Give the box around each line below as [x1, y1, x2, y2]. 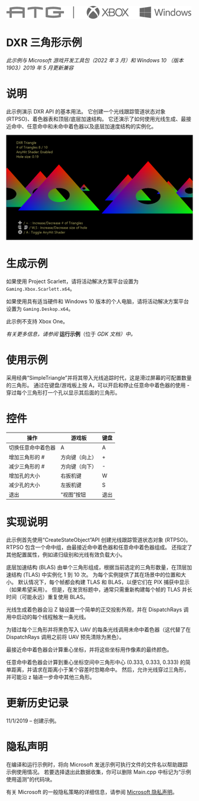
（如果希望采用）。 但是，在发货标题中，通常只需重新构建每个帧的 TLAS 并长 [6, 586, 192, 593]
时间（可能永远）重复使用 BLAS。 [6, 593, 89, 600]
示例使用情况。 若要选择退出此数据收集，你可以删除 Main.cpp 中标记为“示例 [6, 768, 191, 775]
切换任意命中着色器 [8, 444, 56, 451]
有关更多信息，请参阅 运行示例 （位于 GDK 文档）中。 [6, 330, 136, 338]
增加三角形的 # [8, 453, 45, 460]
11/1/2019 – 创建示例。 [6, 717, 60, 724]
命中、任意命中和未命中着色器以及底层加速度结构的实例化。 [11, 122, 157, 130]
